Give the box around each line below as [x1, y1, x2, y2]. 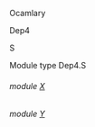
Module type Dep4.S [9, 60, 87, 70]
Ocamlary [9, 8, 46, 18]
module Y [9, 108, 45, 120]
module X [9, 80, 45, 91]
